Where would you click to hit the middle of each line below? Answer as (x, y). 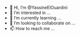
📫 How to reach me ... (32, 28)
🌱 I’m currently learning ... (35, 18)
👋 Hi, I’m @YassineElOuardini (39, 8)
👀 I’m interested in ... (30, 13)
